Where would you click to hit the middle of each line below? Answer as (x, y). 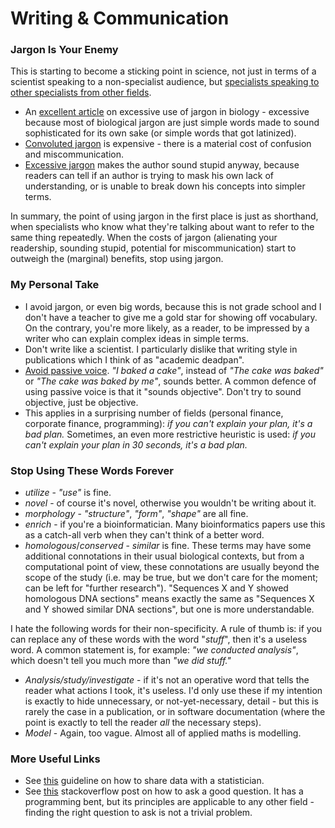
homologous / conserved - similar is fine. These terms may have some (168, 546)
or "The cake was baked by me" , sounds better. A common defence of (170, 381)
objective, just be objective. (81, 402)
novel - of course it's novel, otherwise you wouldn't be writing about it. (170, 503)
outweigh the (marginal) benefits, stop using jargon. (117, 259)
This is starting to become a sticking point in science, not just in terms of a (163, 71)
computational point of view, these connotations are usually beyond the (172, 567)
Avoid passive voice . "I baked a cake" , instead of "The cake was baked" (174, 370)
